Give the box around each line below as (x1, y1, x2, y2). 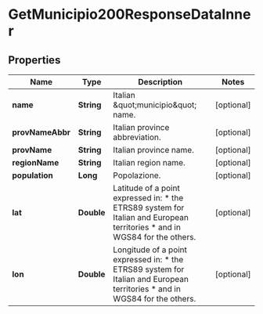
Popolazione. (113, 170, 161, 181)
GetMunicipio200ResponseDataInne (8, 5, 251, 23)
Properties (8, 53, 61, 67)
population (12, 170, 53, 181)
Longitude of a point (113, 244, 188, 255)
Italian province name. (113, 145, 194, 155)
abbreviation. (113, 132, 162, 143)
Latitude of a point (113, 182, 180, 193)
